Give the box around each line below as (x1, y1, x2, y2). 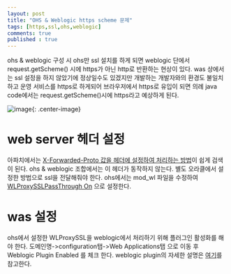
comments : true (7, 29, 52, 37)
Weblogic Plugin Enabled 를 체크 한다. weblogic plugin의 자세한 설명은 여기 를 (7, 251, 223, 259)
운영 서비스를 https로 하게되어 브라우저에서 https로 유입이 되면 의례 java (20, 82, 218, 91)
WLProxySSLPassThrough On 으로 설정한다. (7, 182, 131, 190)
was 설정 (7, 209, 57, 225)
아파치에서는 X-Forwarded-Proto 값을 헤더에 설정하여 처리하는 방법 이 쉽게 (7, 156, 211, 165)
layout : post (7, 10, 45, 17)
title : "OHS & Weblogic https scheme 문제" (7, 17, 133, 24)
